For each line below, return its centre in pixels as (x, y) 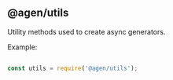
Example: (22, 47)
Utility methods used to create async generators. (86, 31)
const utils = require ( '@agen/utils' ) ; (73, 68)
